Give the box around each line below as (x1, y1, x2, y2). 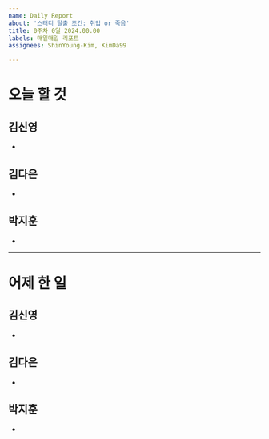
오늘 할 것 (8, 86, 67, 104)
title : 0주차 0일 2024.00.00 (8, 26, 101, 35)
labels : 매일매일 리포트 (8, 34, 80, 43)
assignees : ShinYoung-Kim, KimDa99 (8, 42, 127, 50)
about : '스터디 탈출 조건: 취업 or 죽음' (8, 19, 130, 27)
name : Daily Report (8, 11, 74, 20)
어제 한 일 (8, 274, 67, 292)
